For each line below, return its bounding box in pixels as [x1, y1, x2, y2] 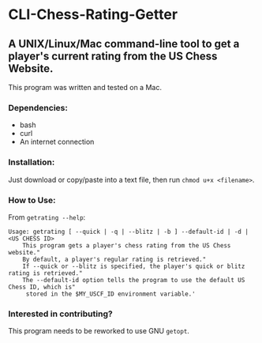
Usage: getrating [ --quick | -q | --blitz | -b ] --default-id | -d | [8, 228, 249, 236]
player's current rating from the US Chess [8, 49, 218, 62]
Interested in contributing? [8, 308, 113, 319]
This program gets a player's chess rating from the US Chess [22, 241, 231, 250]
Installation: [8, 156, 55, 168]
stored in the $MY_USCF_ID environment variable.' [25, 290, 196, 298]
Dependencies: [8, 102, 69, 113]
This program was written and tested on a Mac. [8, 83, 162, 92]
